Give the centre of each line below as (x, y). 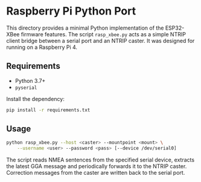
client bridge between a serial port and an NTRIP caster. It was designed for (101, 41)
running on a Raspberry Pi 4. (42, 47)
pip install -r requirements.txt (48, 110)
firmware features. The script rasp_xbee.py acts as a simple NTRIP (103, 34)
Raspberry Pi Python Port (71, 11)
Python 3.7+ (30, 80)
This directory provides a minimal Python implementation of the (85, 28)
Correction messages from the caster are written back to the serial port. (96, 173)
